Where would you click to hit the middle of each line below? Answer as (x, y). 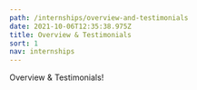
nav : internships (42, 52)
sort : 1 (24, 43)
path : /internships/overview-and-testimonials (99, 18)
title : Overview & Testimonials (70, 35)
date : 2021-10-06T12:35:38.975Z (70, 26)
